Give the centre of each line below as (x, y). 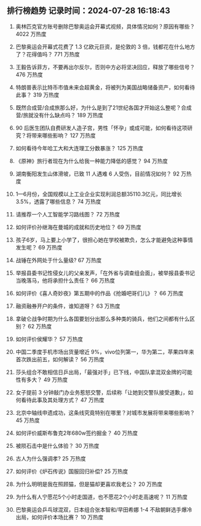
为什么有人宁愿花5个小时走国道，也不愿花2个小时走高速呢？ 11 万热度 (101, 497)
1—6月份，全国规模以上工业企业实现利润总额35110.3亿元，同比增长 (99, 194)
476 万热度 (29, 75)
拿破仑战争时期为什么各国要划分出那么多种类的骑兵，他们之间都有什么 (103, 319)
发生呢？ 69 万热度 (39, 247)
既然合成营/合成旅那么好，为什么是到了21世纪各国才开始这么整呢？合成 (104, 108)
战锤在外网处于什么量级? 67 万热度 (58, 260)
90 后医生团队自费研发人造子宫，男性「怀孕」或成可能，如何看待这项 (101, 127)
